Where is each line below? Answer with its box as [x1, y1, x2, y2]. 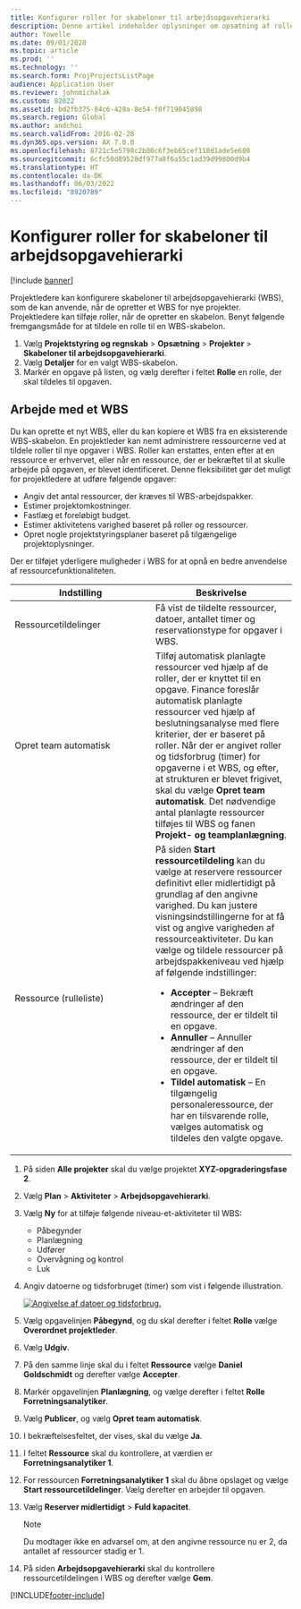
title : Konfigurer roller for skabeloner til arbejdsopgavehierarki [10, 13, 271, 22]
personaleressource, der [170, 1098, 274, 1111]
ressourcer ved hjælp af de [155, 660, 269, 673]
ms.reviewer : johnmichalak [10, 88, 111, 97]
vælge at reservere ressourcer [155, 865, 283, 878]
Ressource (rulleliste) [14, 992, 105, 1004]
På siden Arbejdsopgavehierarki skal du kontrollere [22, 1562, 215, 1573]
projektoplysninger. [22, 538, 95, 549]
